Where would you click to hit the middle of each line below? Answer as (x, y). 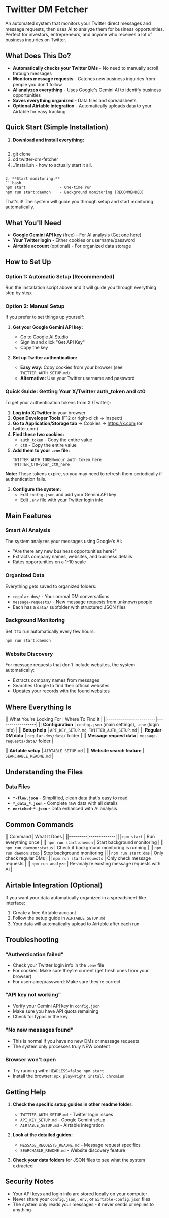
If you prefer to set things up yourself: (45, 317)
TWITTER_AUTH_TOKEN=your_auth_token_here (57, 459)
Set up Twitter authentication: (45, 358)
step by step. (19, 293)
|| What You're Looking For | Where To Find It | (54, 719)
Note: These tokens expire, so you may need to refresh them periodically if (84, 473)
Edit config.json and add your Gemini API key (68, 494)
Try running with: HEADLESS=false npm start (58, 1070)
